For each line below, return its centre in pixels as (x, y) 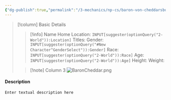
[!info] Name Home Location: (60, 34)
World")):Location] (51, 40)
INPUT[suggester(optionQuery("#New (68, 44)
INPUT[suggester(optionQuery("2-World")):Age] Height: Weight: (97, 60)
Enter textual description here (39, 92)
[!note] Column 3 (48, 70)
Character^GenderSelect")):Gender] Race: (74, 49)
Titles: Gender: (88, 40)
